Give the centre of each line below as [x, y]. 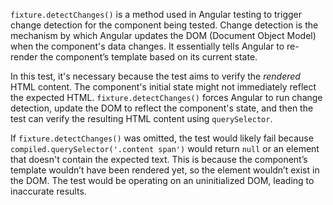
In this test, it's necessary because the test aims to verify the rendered [155, 76]
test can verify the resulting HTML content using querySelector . [141, 118]
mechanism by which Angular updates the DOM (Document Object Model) [163, 35]
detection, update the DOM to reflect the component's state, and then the [162, 108]
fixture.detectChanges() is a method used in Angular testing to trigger [156, 14]
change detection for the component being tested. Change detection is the [164, 25]
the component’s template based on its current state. [148, 57]
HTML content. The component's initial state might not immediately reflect [163, 87]
